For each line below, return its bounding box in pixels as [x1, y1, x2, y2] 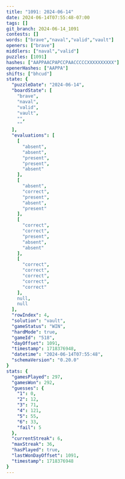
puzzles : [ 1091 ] [6, 54, 47, 60]
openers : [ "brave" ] [6, 43, 55, 49]
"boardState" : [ [11, 88, 52, 94]
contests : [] [6, 31, 39, 37]
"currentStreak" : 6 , [11, 436, 63, 442]
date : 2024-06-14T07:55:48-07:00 [6, 14, 90, 21]
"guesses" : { [11, 385, 44, 391]
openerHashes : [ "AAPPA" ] [6, 65, 69, 71]
